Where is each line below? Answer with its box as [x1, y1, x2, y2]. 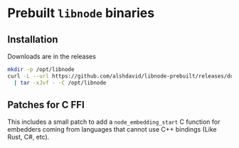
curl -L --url [7, 73, 50, 80]
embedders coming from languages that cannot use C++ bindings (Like [7, 125, 217, 134]
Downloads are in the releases [7, 52, 96, 60]
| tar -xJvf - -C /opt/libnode [14, 79, 107, 86]
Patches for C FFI [7, 99, 85, 111]
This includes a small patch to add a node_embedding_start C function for [7, 117, 221, 126]
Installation [7, 33, 58, 46]
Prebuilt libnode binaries [7, 5, 155, 21]
